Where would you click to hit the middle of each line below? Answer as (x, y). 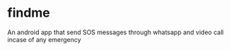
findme (29, 13)
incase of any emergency (44, 39)
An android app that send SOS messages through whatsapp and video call (115, 32)
